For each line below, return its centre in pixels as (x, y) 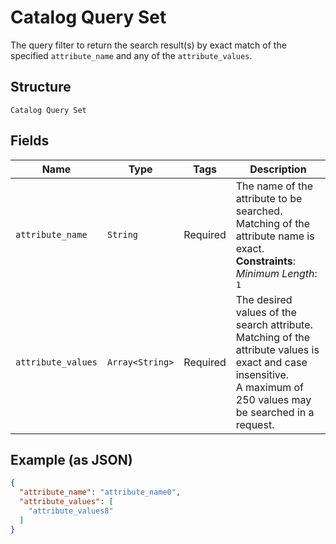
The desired (264, 299)
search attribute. (274, 324)
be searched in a (275, 412)
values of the (266, 312)
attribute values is (277, 349)
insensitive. (262, 374)
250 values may (273, 399)
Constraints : (266, 261)
